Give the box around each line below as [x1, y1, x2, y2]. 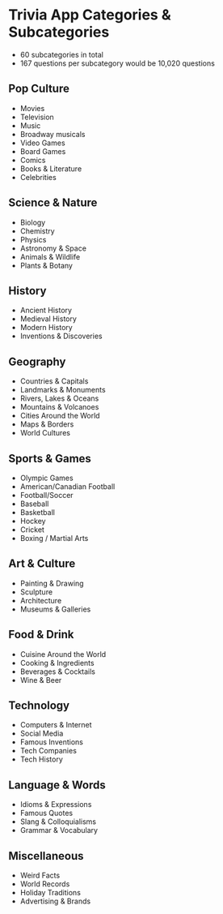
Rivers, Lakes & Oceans [19, 393, 99, 403]
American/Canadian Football [19, 482, 116, 491]
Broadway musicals [19, 129, 86, 139]
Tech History [19, 754, 63, 764]
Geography [8, 354, 66, 368]
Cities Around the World [19, 411, 100, 421]
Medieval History [19, 314, 77, 324]
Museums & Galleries [19, 604, 91, 614]
